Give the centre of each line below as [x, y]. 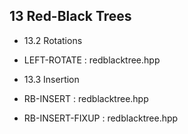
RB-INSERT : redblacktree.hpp [86, 98]
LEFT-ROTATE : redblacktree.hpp [92, 60]
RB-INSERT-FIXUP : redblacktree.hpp [101, 118]
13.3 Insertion [51, 79]
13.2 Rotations [53, 40]
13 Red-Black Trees [70, 16]
